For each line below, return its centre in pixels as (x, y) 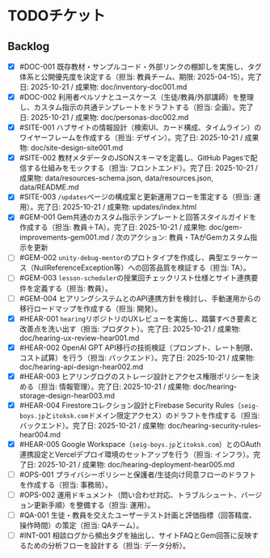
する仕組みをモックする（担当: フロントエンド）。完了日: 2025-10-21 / (142, 168)
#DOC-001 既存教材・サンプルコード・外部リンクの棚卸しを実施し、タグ (140, 66)
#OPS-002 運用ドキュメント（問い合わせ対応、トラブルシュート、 (130, 495)
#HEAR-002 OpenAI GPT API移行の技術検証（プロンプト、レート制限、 (138, 347)
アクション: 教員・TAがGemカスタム (190, 237)
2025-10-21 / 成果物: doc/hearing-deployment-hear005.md (136, 464)
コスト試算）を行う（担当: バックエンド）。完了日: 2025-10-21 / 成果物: (137, 357)
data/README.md (49, 187)
